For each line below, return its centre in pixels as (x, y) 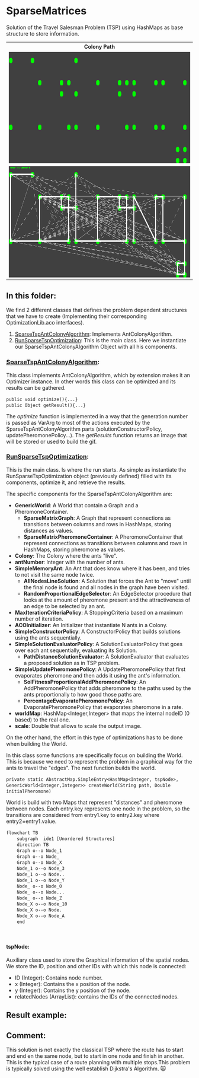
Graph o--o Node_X (39, 862)
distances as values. (49, 530)
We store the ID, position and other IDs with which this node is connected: (96, 966)
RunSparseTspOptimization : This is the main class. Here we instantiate (100, 341)
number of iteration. (39, 619)
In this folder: (31, 296)
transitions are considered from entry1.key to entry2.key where (83, 815)
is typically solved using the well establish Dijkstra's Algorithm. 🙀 (86, 1069)
